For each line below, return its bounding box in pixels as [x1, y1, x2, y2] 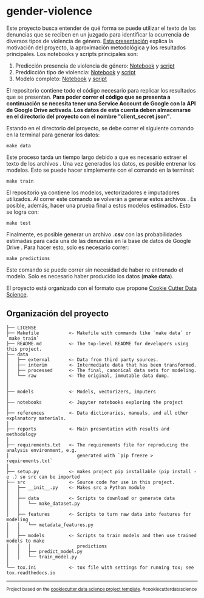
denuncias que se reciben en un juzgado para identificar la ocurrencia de [6, 30, 190, 38]
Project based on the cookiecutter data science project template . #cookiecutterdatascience [6, 586, 197, 592]
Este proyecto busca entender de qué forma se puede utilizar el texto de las [6, 24, 196, 32]
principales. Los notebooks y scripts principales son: [6, 50, 138, 57]
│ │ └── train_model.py [6, 554, 78, 560]
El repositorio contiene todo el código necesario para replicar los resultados [6, 86, 196, 94]
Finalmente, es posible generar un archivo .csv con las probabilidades [6, 230, 182, 238]
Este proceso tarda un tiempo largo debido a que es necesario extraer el [6, 153, 188, 161]
